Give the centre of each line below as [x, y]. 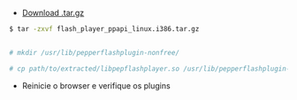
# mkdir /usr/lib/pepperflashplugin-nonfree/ [94, 52]
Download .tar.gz [53, 13]
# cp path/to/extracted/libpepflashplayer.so [94, 69]
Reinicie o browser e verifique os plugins [96, 85]
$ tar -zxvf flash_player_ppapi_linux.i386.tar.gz [104, 29]
